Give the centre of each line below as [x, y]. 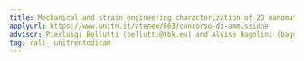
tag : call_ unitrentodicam [60, 43]
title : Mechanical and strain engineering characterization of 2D [137, 17]
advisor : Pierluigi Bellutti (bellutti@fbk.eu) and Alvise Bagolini [141, 34]
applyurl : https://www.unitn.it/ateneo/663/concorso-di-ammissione [139, 26]
